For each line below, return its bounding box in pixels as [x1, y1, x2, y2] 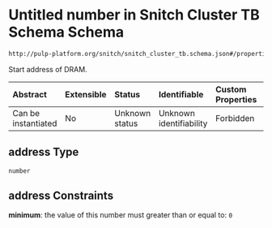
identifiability [158, 118, 208, 129]
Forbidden [215, 112, 255, 123]
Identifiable [158, 88, 204, 100]
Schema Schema [8, 23, 125, 41]
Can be [12, 107, 40, 118]
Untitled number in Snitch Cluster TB [8, 6, 261, 24]
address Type [8, 145, 79, 159]
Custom [215, 84, 247, 95]
